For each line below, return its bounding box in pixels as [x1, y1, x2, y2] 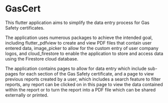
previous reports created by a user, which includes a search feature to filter [5, 76, 161, 82]
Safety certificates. [5, 24, 45, 30]
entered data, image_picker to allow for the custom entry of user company [5, 45, 159, 51]
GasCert [5, 3, 41, 14]
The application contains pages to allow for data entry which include [5, 65, 147, 71]
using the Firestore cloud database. [5, 55, 79, 61]
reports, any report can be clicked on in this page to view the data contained [5, 81, 163, 87]
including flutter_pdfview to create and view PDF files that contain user [5, 39, 152, 45]
